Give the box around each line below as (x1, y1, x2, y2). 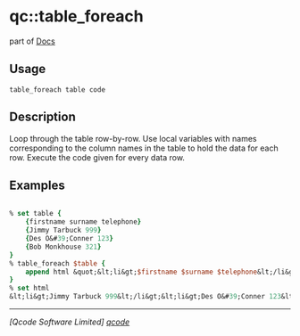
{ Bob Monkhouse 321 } (25, 242, 102, 251)
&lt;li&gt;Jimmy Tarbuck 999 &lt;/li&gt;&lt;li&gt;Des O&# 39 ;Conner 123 (9, 292, 281, 301)
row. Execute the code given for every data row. (9, 152, 186, 162)
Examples (9, 177, 65, 193)
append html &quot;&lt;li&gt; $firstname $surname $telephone (25, 267, 257, 276)
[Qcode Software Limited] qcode (9, 316, 130, 327)
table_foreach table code (9, 85, 105, 94)
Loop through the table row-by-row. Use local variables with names (9, 133, 257, 143)
